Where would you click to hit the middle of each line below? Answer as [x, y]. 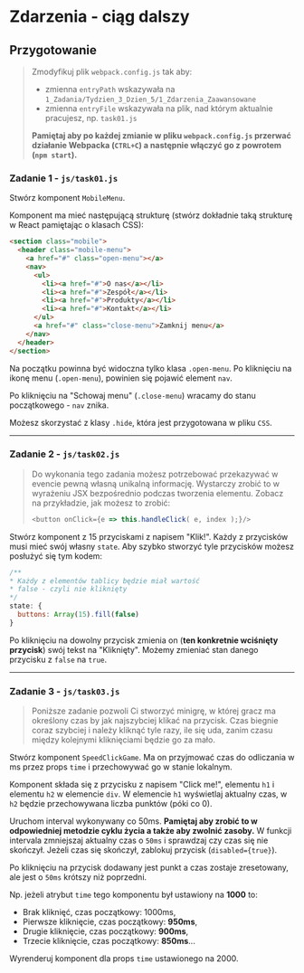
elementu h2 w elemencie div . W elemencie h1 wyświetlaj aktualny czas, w [148, 794]
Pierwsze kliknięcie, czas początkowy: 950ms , [110, 922]
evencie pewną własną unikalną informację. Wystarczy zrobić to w [156, 483]
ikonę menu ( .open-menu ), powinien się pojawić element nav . [121, 378]
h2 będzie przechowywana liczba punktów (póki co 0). [111, 804]
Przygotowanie [53, 50]
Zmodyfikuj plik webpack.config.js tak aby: [112, 71]
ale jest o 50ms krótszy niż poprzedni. [78, 877]
